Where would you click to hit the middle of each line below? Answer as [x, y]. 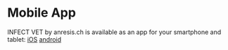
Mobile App [42, 13]
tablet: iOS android [34, 39]
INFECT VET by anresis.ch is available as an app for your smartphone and [114, 32]
